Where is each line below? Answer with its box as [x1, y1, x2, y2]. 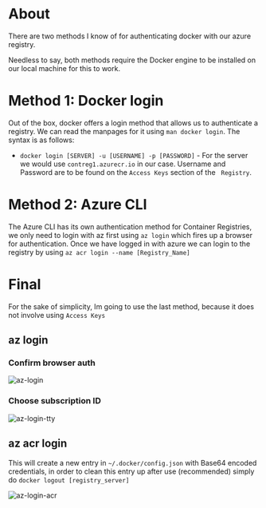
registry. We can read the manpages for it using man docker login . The [8, 126, 241, 136]
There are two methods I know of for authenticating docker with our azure [8, 31, 252, 41]
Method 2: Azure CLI [8, 196, 147, 214]
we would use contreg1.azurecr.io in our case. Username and [19, 159, 226, 169]
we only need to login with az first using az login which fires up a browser [8, 230, 253, 240]
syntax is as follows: [8, 135, 75, 145]
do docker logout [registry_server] [8, 474, 130, 484]
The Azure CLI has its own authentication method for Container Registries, [8, 221, 252, 232]
